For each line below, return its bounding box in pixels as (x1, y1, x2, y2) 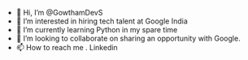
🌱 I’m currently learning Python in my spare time (15, 25, 178, 34)
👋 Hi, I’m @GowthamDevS (15, 8, 103, 17)
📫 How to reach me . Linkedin (15, 43, 118, 52)
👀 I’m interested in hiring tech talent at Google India (15, 16, 189, 26)
